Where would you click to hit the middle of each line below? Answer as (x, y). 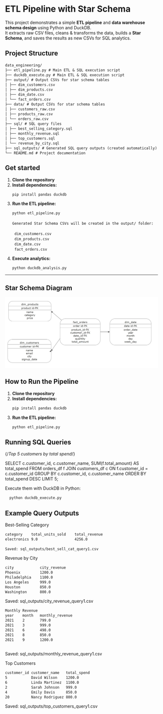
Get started (23, 168)
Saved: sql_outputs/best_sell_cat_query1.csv (52, 549)
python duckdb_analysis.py (39, 268)
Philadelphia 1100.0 (29, 577)
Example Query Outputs (42, 513)
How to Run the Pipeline (42, 382)
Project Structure (32, 53)
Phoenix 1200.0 (29, 572)
